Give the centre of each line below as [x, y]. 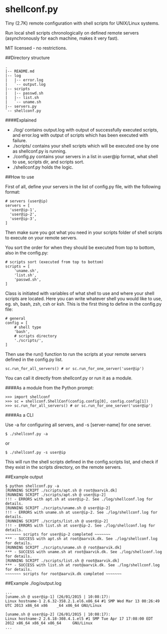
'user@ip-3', [23, 219]
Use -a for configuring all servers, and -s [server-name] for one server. [78, 425]
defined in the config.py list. [34, 359]
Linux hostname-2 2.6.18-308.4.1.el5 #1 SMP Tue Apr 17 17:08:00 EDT [79, 618]
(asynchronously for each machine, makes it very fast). [62, 38]
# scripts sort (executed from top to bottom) [54, 262]
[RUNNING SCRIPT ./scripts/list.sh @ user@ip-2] [57, 521]
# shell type [28, 327]
